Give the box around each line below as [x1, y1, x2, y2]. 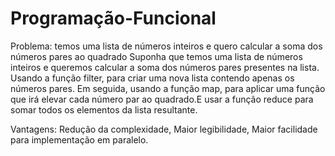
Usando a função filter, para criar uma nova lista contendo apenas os [10, 72, 295, 84]
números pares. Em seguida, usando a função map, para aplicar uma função [10, 82, 326, 94]
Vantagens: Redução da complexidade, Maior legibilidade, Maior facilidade [10, 123, 318, 135]
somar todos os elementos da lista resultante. [10, 103, 198, 116]
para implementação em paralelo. [10, 133, 149, 146]
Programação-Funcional [10, 7, 217, 30]
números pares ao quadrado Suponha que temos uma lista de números [10, 50, 303, 62]
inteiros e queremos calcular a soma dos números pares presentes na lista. [10, 61, 320, 73]
